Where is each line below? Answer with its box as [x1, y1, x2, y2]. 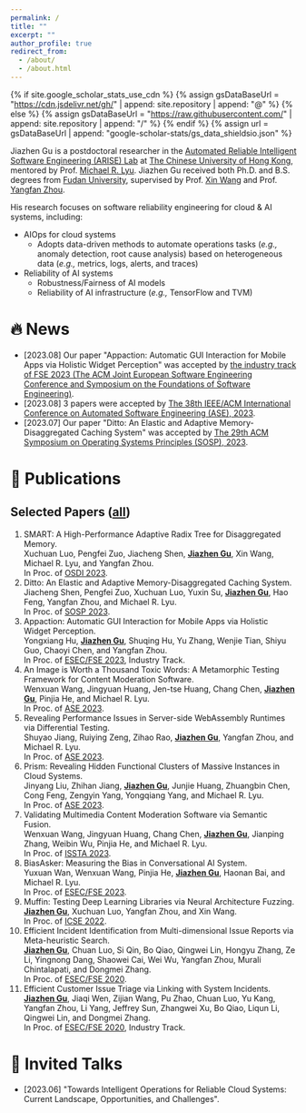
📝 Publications [10, 469, 122, 489]
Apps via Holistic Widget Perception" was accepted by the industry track [23, 359, 297, 369]
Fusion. [23, 818, 52, 829]
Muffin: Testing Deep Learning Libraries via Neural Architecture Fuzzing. [23, 895, 294, 906]
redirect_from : [10, 47, 68, 56]
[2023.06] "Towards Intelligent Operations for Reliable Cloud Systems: [23, 1084, 287, 1095]
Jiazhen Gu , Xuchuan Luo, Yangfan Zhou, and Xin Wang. [23, 906, 237, 916]
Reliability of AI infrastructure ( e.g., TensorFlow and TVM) [36, 287, 253, 298]
